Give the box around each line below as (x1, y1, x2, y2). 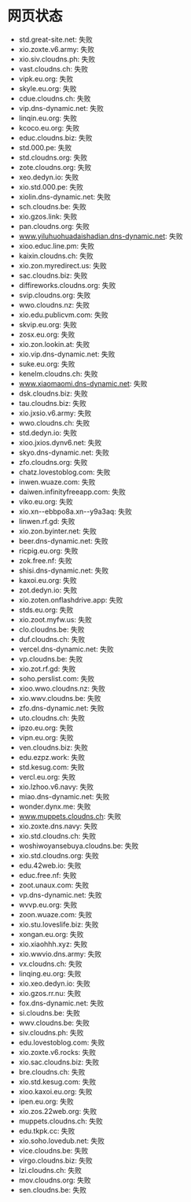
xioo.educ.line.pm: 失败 (18, 241, 95, 250)
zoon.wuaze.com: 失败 (18, 909, 93, 919)
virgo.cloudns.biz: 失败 (18, 1156, 94, 1165)
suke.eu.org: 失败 (18, 359, 75, 368)
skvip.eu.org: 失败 (18, 319, 78, 329)
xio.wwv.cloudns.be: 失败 (18, 693, 101, 702)
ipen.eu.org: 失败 (18, 1097, 74, 1106)
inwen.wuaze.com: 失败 (18, 477, 96, 486)
